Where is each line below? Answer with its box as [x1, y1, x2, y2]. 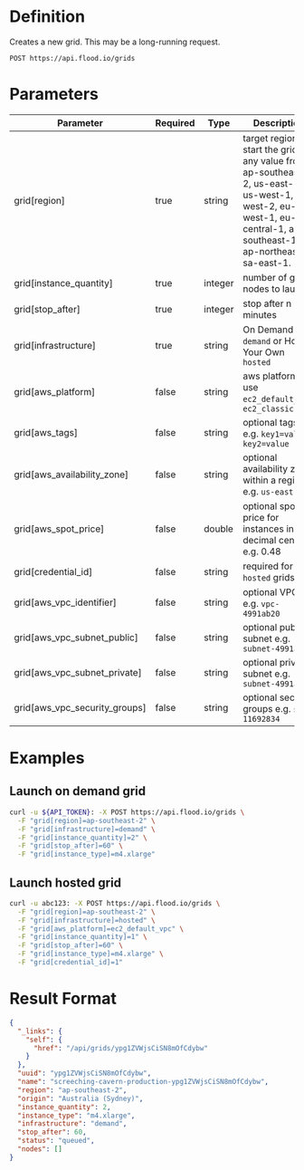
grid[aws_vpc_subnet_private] [14, 666, 142, 678]
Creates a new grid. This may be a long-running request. [9, 36, 221, 47]
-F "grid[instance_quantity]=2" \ [17, 833, 147, 842]
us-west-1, [242, 188, 294, 201]
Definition [9, 6, 86, 27]
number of [242, 271, 288, 283]
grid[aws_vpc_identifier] [14, 596, 118, 609]
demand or [242, 334, 282, 347]
